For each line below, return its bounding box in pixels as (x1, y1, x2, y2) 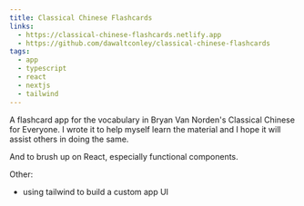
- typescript (17, 64, 67, 74)
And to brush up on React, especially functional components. (9, 151, 238, 162)
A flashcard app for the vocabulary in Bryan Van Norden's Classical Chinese (9, 114, 296, 125)
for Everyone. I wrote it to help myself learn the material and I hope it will (9, 123, 281, 134)
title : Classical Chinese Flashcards (9, 13, 153, 23)
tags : (9, 47, 30, 56)
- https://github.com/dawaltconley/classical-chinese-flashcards (17, 38, 271, 48)
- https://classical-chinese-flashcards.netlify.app (17, 30, 222, 39)
